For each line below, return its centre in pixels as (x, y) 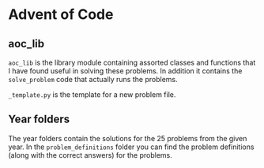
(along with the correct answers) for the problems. (90, 155)
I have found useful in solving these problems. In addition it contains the (125, 71)
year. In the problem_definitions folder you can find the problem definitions (131, 147)
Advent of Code (61, 15)
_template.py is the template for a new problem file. (92, 95)
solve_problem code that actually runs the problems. (93, 79)
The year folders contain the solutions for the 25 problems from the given (128, 138)
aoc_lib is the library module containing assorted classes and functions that (132, 62)
